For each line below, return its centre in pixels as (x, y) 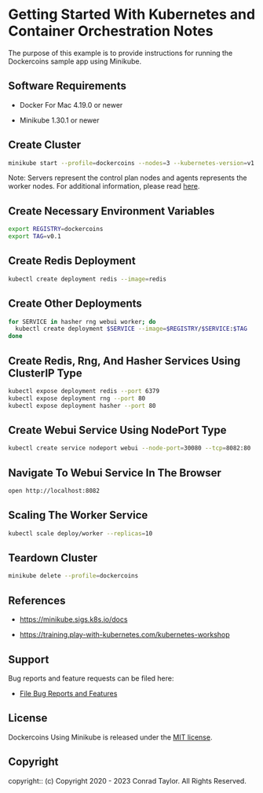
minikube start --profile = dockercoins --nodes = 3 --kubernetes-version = (128, 163)
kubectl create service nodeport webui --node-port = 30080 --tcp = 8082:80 (130, 448)
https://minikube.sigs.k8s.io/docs (73, 619)
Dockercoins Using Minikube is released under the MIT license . (110, 737)
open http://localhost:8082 (54, 491)
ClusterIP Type (45, 373)
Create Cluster (45, 145)
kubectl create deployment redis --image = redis (88, 279)
